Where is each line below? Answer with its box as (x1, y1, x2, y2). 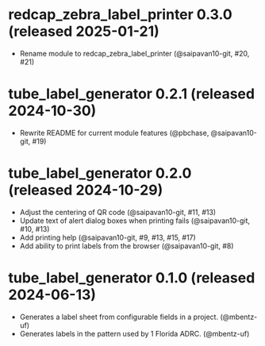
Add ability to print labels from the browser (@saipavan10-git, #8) (19, 240, 234, 251)
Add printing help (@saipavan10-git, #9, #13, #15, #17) (19, 233, 196, 242)
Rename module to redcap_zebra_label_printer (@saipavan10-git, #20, (19, 48, 250, 58)
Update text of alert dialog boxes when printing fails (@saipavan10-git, (19, 216, 251, 225)
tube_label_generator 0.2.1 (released (8, 85, 255, 103)
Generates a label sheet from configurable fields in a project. (19, 312, 219, 321)
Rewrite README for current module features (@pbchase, (19, 128, 209, 137)
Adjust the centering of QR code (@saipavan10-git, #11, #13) (19, 207, 217, 217)
